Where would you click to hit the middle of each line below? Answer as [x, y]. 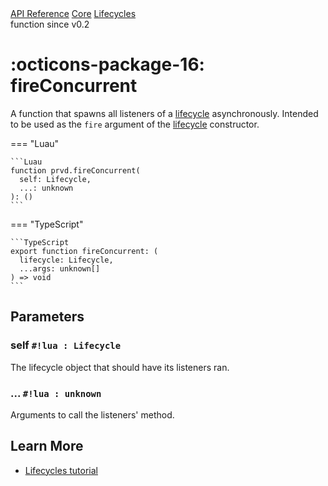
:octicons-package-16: [107, 64]
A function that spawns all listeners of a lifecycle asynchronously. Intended [164, 113]
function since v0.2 [50, 24]
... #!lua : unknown [56, 393]
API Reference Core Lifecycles [73, 13]
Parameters [47, 317]
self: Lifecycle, [55, 179]
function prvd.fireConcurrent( [75, 170]
